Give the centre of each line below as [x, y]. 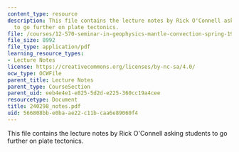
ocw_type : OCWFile [34, 73]
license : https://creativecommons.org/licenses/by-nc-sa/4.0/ [101, 67]
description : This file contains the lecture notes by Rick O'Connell [114, 21]
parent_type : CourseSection [49, 87]
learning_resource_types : [46, 54]
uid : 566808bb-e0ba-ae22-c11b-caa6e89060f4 [73, 113]
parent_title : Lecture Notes [51, 80]
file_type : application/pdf [49, 47]
